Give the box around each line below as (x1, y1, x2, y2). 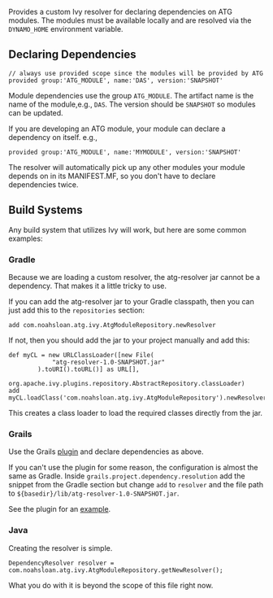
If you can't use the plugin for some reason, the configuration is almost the (8, 463, 258, 473)
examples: (8, 234, 43, 243)
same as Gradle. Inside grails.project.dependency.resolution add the (8, 471, 245, 481)
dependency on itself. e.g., (8, 132, 97, 142)
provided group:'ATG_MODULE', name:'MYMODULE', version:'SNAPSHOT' (8, 148, 242, 156)
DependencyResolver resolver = (8, 559, 115, 567)
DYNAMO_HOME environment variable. (8, 24, 123, 33)
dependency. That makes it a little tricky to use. (8, 281, 167, 290)
